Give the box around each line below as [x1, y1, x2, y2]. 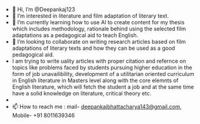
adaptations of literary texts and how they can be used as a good [12, 44, 175, 52]
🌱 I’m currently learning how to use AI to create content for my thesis [12, 19, 185, 26]
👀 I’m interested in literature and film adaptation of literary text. [12, 12, 169, 19]
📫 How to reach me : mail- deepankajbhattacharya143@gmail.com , [12, 103, 182, 110]
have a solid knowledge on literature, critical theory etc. [12, 90, 152, 97]
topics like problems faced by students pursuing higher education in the [12, 64, 193, 71]
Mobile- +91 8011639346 [12, 112, 75, 119]
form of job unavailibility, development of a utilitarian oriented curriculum [12, 71, 195, 77]
